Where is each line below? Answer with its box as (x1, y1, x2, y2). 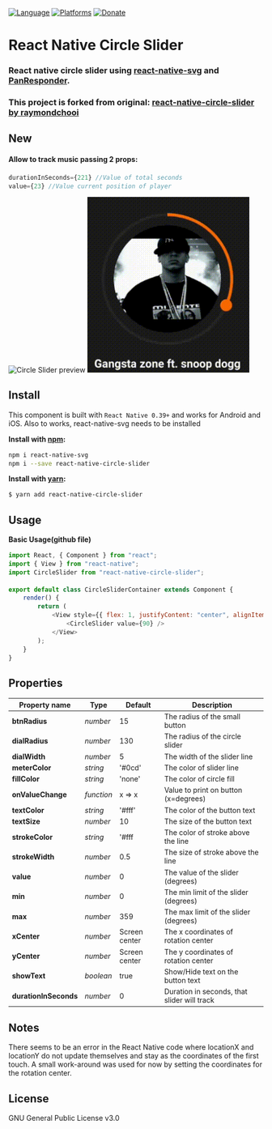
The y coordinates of (164, 947, 233, 956)
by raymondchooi (8, 107, 79, 118)
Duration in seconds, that (164, 986, 249, 996)
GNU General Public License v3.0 (8, 1114, 120, 1123)
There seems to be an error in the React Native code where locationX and (8, 1042, 254, 1052)
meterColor (11, 762, 52, 773)
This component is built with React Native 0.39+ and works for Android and (8, 410, 261, 420)
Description (191, 700, 232, 709)
